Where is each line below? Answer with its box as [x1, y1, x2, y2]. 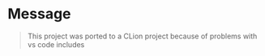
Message [7, 5, 71, 23]
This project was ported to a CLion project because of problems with [27, 31, 258, 41]
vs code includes [27, 39, 85, 49]
